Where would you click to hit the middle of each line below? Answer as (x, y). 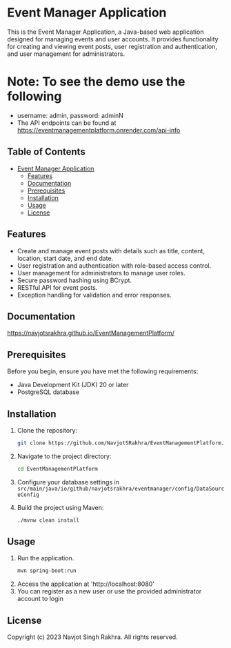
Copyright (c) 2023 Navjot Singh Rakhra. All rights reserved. (92, 637)
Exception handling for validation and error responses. (94, 295)
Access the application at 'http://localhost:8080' (86, 584)
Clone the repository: (47, 430)
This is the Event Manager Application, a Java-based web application (106, 32)
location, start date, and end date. (65, 258)
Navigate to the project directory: (64, 456)
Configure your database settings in (68, 482)
